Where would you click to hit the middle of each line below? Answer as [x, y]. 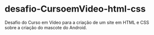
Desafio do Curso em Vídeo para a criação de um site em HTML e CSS [77, 22]
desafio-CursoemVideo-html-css [75, 9]
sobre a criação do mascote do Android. [46, 27]
